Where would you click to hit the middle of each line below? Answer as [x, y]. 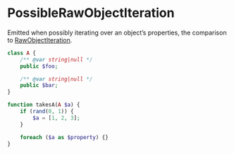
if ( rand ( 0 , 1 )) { [47, 112]
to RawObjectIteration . [40, 40]
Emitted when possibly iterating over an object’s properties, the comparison [117, 32]
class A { [22, 53]
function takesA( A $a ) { [44, 105]
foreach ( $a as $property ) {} [64, 137]
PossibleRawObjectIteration [91, 13]
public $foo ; [39, 66]
